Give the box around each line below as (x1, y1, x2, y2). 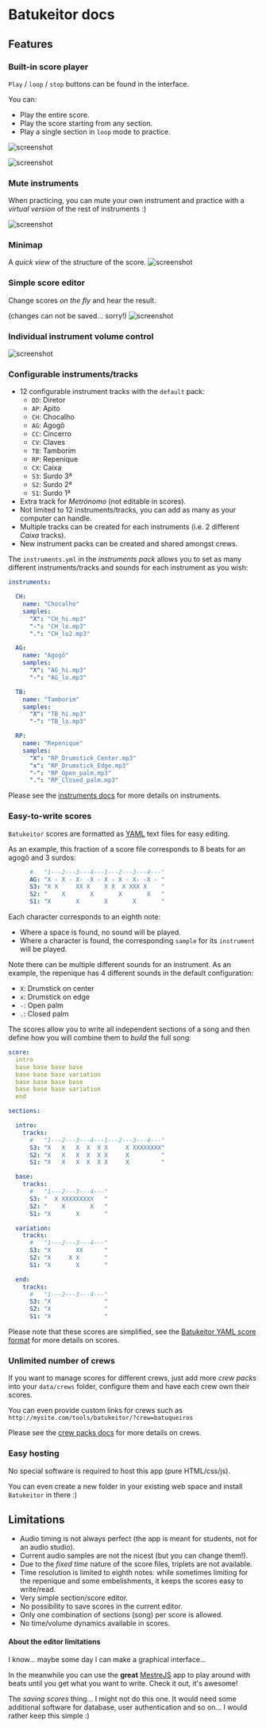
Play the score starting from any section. (19, 118, 153, 128)
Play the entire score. (19, 110, 90, 119)
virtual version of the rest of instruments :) (8, 205, 147, 214)
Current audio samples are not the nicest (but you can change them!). (19, 1551, 249, 1561)
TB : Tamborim (31, 446, 77, 455)
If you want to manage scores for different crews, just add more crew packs (8, 1373, 256, 1383)
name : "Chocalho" (22, 600, 80, 608)
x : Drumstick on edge (19, 993, 90, 1002)
